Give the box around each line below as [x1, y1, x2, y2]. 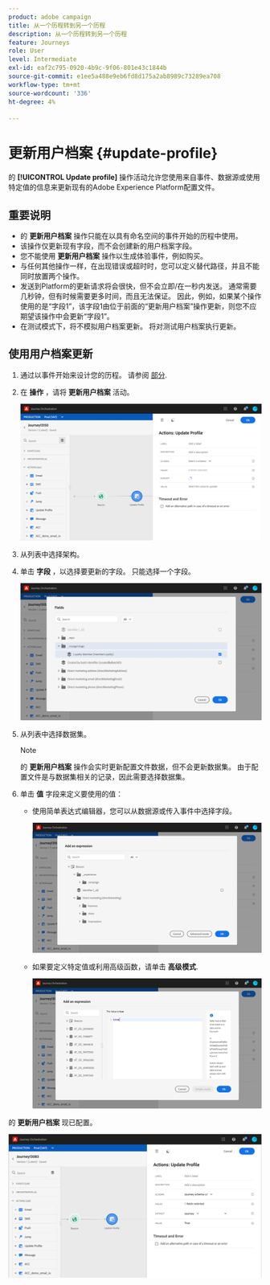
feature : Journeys [8, 39, 70, 47]
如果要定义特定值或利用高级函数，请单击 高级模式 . [31, 961, 198, 972]
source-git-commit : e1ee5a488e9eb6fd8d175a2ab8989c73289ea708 [8, 72, 221, 80]
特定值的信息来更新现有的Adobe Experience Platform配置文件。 [8, 182, 219, 192]
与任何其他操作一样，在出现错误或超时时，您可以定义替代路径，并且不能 [19, 261, 260, 271]
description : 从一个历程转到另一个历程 [8, 30, 127, 38]
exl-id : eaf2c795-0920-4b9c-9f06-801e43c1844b [8, 64, 167, 72]
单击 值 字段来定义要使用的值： [19, 788, 123, 799]
